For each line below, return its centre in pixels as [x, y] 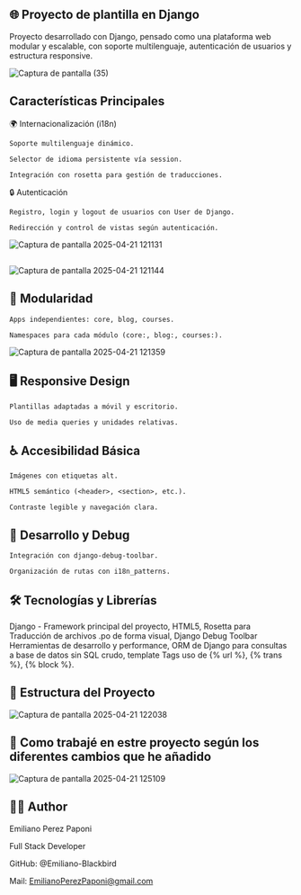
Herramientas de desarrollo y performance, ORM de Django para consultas [148, 646]
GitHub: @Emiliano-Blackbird [63, 864]
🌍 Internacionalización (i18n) [63, 123]
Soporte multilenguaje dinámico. [72, 143]
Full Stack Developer [48, 846]
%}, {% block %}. [42, 665]
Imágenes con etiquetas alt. [64, 476]
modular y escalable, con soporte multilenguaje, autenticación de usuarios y [150, 46]
